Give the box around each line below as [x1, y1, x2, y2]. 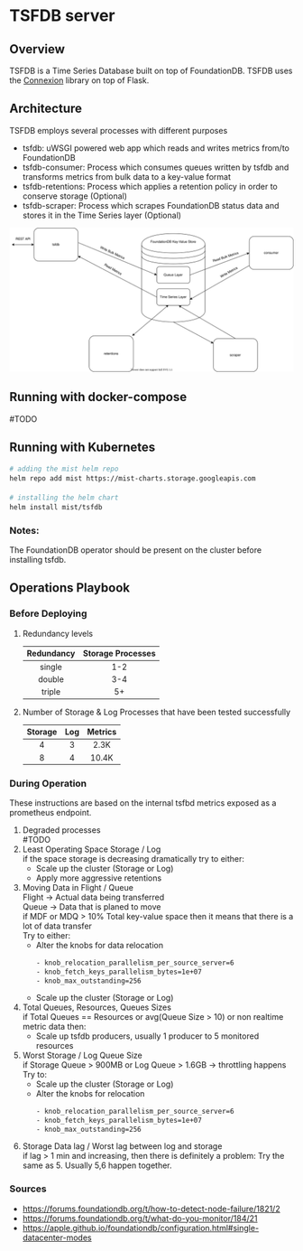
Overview [9, 42, 66, 57]
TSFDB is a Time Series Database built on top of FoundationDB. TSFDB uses [9, 65, 293, 76]
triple [41, 686, 61, 696]
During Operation [9, 777, 87, 789]
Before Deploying [9, 607, 87, 620]
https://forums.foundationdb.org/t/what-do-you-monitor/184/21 [22, 1212, 258, 1224]
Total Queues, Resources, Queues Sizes [22, 1002, 171, 1013]
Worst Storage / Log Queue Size [22, 1050, 142, 1061]
